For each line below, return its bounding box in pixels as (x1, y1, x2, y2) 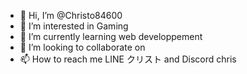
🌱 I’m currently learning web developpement (19, 31, 203, 42)
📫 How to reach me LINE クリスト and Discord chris (19, 53, 237, 65)
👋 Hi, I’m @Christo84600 (19, 10, 123, 21)
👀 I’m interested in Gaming (19, 20, 129, 32)
